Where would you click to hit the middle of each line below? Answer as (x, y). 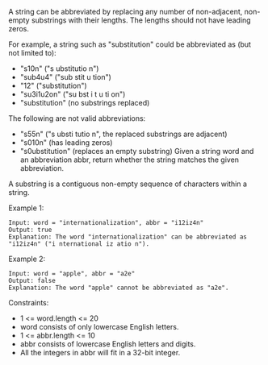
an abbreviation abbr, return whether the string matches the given (130, 160)
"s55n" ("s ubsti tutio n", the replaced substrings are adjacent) (124, 134)
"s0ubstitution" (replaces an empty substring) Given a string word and (137, 151)
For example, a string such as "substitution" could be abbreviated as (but (130, 44)
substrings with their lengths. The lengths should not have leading (141, 20)
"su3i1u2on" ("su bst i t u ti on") (73, 94)
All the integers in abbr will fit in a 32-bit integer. (100, 353)
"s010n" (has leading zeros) (66, 143)
